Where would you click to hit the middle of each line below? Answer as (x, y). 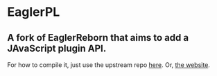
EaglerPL (34, 12)
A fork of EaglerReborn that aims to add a (98, 38)
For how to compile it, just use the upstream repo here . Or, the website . (108, 65)
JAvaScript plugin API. (57, 48)
